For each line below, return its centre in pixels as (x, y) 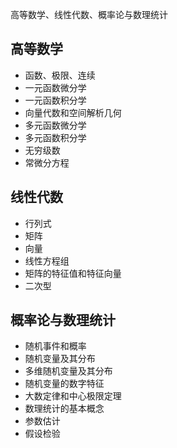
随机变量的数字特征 (64, 384)
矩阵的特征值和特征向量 (73, 273)
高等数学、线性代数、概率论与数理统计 (89, 14)
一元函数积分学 (55, 100)
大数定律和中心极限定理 (73, 396)
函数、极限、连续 (60, 75)
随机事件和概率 (55, 346)
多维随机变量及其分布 (68, 371)
